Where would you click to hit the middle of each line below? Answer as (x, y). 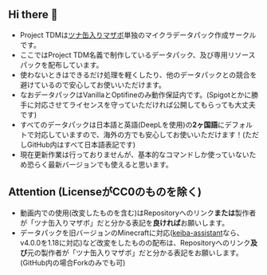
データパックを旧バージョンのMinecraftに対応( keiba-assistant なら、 (132, 233)
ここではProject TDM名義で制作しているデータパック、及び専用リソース (137, 55)
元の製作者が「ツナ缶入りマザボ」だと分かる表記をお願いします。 (135, 253)
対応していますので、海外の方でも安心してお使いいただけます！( (139, 134)
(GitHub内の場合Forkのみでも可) (73, 262)
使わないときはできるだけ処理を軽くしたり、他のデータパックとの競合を (138, 75)
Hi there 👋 (33, 15)
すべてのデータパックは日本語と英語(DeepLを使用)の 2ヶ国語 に (122, 124)
